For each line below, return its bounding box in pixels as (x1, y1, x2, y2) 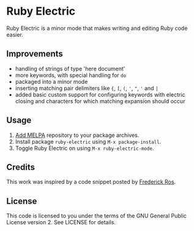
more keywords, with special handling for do (15, 71, 127, 79)
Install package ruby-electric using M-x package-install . (15, 137, 162, 145)
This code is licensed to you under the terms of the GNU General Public (6, 212, 187, 219)
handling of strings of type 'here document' (15, 65, 125, 72)
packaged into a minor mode (15, 78, 88, 85)
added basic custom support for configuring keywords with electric (15, 90, 185, 98)
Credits (6, 162, 35, 172)
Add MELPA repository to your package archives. (15, 131, 140, 139)
